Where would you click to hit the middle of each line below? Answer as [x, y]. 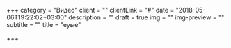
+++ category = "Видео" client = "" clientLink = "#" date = [90, 10]
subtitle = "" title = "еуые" [44, 25]
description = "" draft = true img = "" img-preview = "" [146, 17]
